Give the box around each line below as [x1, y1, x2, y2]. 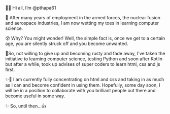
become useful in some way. [5, 93, 65, 99]
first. [5, 66, 15, 72]
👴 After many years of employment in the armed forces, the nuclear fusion [5, 15, 161, 20]
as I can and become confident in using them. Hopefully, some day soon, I [5, 82, 161, 88]
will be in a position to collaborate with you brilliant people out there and [5, 88, 156, 93]
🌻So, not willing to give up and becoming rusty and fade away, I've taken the [5, 51, 165, 56]
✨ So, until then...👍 [5, 103, 47, 109]
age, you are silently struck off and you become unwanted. [5, 41, 128, 47]
